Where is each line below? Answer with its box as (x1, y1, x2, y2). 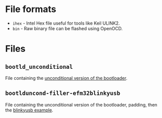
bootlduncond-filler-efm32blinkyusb (5, 89, 121, 97)
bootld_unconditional (5, 63, 73, 70)
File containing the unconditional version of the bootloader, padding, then (5, 101, 157, 107)
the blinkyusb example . (5, 107, 54, 113)
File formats (5, 4, 56, 15)
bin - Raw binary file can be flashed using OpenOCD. (12, 25, 123, 31)
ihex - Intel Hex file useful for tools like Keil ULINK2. (12, 20, 120, 26)
